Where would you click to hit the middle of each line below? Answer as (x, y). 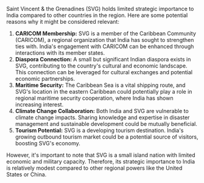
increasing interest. (39, 105)
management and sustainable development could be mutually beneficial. (106, 124)
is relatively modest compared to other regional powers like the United (94, 168)
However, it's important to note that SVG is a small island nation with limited (101, 155)
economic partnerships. (45, 79)
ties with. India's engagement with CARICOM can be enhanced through (104, 46)
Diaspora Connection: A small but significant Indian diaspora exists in (103, 59)
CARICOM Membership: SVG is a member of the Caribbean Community (106, 33)
